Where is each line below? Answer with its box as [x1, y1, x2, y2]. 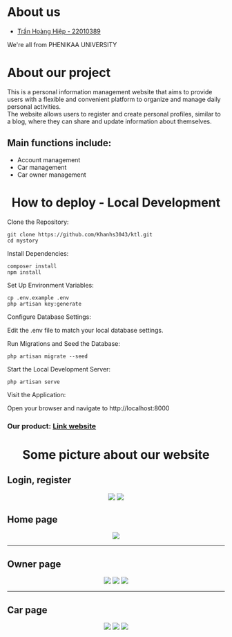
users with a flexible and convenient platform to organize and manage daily [7, 95, 221, 103]
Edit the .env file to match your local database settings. [7, 326, 164, 334]
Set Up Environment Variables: [7, 281, 95, 289]
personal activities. [7, 102, 61, 111]
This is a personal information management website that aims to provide [7, 87, 213, 96]
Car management [17, 163, 67, 171]
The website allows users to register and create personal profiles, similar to [7, 110, 221, 118]
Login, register [7, 474, 71, 486]
